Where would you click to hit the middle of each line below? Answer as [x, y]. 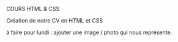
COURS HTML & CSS [33, 9]
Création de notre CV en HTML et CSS [55, 20]
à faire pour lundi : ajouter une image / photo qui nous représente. [89, 32]
